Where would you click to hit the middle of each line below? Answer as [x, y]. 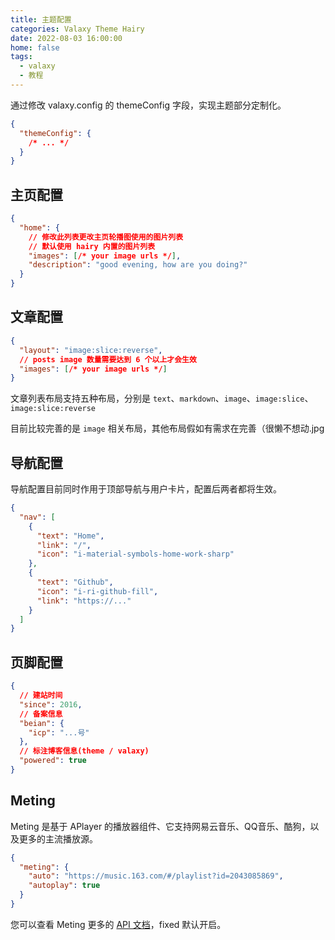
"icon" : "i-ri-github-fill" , [97, 591]
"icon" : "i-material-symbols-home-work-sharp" [135, 554]
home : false [35, 47]
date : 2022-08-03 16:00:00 [66, 38]
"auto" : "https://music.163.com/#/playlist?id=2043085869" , [156, 876]
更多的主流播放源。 [58, 838]
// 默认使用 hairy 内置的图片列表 [92, 246]
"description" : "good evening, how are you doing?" [138, 265]
